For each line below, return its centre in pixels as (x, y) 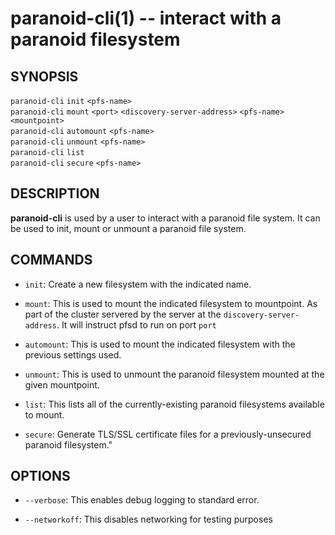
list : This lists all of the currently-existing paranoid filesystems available (174, 404)
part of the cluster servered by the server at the (123, 314)
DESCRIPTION (55, 193)
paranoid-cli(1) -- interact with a (146, 18)
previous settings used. (73, 354)
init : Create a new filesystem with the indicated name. (138, 284)
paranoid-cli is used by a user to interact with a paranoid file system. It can (165, 218)
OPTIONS (40, 476)
